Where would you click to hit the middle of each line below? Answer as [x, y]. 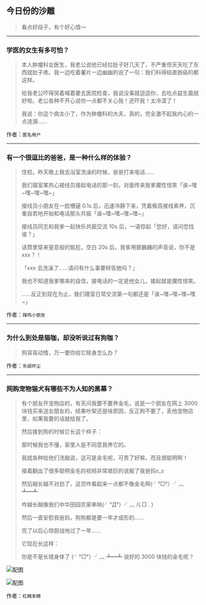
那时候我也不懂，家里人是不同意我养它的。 [75, 445]
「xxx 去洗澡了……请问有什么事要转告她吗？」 [79, 268]
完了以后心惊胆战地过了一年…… [61, 530]
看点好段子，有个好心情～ [54, 27]
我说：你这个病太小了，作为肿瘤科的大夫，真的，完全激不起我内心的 [107, 114]
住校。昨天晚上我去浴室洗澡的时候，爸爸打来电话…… [88, 172]
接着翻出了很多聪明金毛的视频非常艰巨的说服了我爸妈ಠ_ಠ [93, 471]
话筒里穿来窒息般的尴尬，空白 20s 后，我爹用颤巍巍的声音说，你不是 [108, 247]
